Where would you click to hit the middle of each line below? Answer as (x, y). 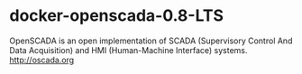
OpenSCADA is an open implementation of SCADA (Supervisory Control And (151, 41)
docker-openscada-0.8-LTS (116, 16)
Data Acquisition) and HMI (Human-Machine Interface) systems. (128, 50)
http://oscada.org (42, 60)
